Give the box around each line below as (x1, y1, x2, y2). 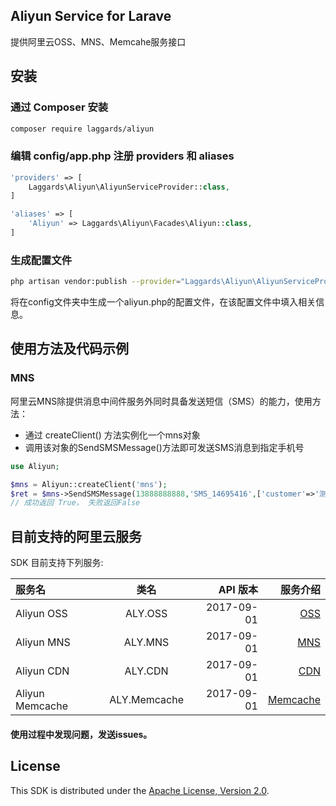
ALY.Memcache (109, 693, 184, 707)
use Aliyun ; (10, 461, 60, 471)
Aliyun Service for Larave (10, 8, 172, 25)
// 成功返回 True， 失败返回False (10, 498, 141, 508)
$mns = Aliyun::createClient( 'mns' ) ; (10, 479, 168, 489)
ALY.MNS (123, 635, 170, 649)
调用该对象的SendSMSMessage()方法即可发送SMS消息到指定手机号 (24, 441, 305, 453)
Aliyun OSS (15, 607, 68, 621)
